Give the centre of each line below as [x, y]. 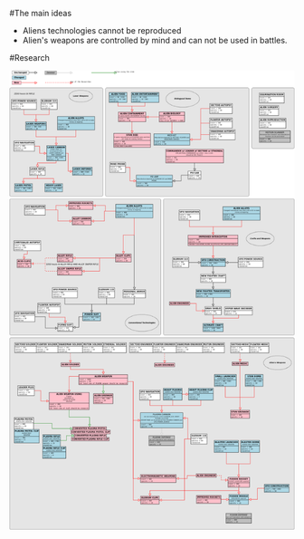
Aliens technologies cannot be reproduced [102, 30]
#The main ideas [41, 13]
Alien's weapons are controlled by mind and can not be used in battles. [155, 40]
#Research [29, 58]
